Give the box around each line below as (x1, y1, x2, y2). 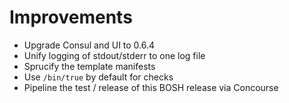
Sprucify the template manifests (23, 60, 156, 72)
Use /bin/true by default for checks (23, 71, 174, 83)
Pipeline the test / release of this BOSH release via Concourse (23, 81, 279, 93)
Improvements (9, 6, 133, 29)
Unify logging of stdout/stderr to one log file (23, 49, 206, 61)
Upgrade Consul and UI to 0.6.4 (23, 39, 156, 51)
